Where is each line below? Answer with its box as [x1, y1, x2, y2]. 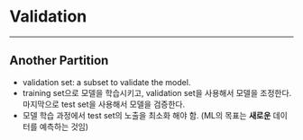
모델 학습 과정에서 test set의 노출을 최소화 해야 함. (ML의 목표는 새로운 [22, 109, 271, 120]
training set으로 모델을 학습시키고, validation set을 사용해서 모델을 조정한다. [22, 87, 292, 98]
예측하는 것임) [39, 121, 88, 132]
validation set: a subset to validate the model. [22, 76, 191, 87]
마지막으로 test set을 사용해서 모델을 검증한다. [22, 99, 186, 109]
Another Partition [9, 53, 109, 68]
